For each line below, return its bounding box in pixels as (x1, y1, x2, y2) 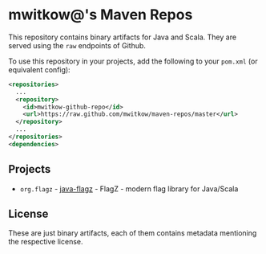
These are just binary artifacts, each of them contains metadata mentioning (8, 228, 257, 238)
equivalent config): (8, 64, 71, 74)
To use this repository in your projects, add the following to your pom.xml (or (8, 56, 258, 66)
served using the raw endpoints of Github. (8, 40, 147, 50)
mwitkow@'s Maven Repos (8, 6, 193, 24)
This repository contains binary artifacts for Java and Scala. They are (8, 32, 237, 42)
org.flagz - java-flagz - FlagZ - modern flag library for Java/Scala (19, 183, 239, 194)
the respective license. (8, 237, 83, 247)
